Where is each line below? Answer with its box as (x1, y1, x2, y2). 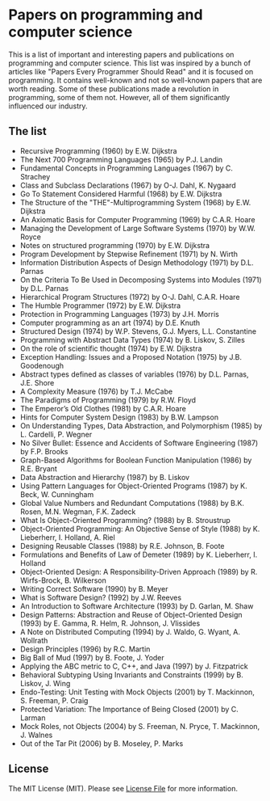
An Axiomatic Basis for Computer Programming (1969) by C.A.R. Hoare (19, 214, 255, 224)
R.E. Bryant (19, 463, 58, 474)
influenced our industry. (8, 101, 88, 111)
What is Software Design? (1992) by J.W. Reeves (19, 592, 182, 602)
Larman (19, 713, 46, 723)
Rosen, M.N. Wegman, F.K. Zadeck (19, 507, 136, 516)
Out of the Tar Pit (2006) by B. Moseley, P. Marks (19, 738, 184, 748)
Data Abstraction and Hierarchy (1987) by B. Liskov (19, 472, 190, 482)
